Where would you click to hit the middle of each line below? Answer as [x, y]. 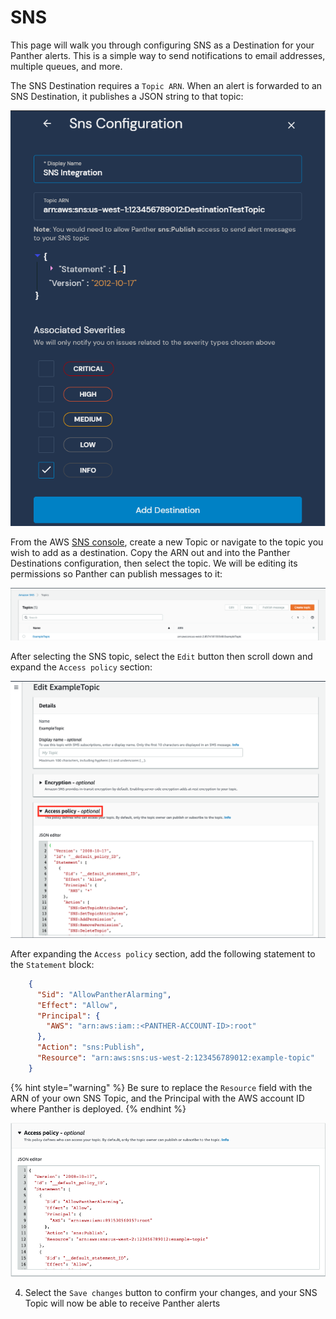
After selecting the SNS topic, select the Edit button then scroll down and [161, 656]
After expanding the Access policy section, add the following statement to [163, 953]
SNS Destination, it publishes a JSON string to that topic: [127, 96]
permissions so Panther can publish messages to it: [116, 573]
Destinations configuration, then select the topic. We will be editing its [154, 563]
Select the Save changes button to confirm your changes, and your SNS [171, 1293]
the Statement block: [52, 964]
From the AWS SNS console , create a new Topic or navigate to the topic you [167, 542]
